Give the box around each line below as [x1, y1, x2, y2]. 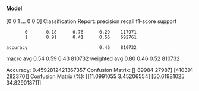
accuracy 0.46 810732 [6, 45, 137, 51]
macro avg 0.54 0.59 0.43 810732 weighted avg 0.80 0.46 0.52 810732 [6, 55, 180, 62]
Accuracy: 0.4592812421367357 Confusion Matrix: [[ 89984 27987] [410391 [6, 67, 193, 74]
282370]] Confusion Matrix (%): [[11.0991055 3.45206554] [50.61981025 [6, 73, 185, 80]
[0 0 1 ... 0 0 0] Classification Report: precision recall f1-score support [6, 18, 177, 25]
